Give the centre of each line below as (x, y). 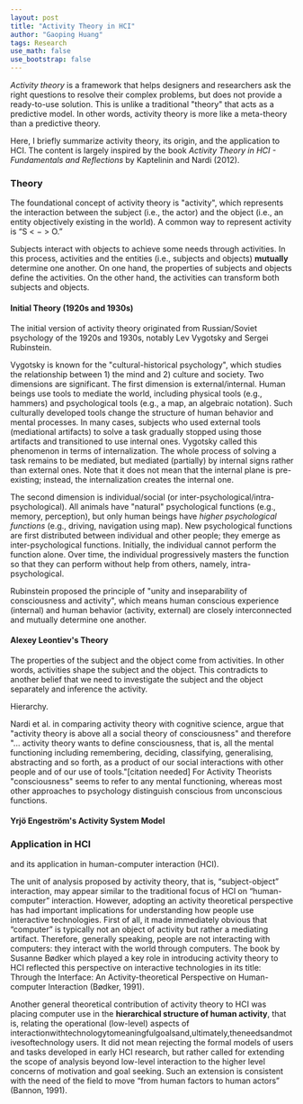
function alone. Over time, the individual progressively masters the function (150, 554)
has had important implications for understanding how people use (132, 909)
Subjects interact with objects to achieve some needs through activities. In (148, 249)
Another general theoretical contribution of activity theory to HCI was (138, 1004)
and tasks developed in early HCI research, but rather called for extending (147, 1052)
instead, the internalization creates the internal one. (139, 479)
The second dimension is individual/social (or (94, 497)
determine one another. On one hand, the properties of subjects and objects (151, 268)
